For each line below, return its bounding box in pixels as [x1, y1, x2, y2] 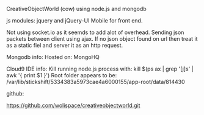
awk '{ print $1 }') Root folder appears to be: [6, 72, 117, 78]
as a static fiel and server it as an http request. [6, 42, 123, 49]
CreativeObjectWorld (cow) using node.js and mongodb [6, 5, 147, 12]
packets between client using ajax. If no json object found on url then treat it [6, 35, 198, 42]
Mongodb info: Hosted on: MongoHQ [6, 54, 100, 60]
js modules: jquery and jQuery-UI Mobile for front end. [6, 17, 143, 24]
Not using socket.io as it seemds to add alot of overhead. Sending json [6, 29, 184, 36]
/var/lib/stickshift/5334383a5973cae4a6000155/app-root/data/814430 [6, 78, 185, 85]
